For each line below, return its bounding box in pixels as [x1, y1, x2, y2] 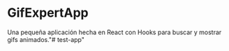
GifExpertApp [7, 5, 89, 21]
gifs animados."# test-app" [7, 35, 85, 43]
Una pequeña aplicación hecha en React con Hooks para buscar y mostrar [7, 28, 222, 36]
